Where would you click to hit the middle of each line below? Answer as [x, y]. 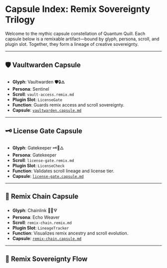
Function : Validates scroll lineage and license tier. [63, 171]
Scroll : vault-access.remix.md [43, 94]
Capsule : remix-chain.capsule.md [47, 239]
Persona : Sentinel [31, 89]
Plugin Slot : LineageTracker [41, 228]
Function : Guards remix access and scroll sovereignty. [68, 105]
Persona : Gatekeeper [34, 155]
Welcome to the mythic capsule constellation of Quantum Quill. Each [75, 33]
